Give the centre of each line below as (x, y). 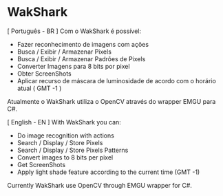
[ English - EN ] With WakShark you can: (64, 122)
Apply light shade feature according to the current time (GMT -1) (108, 172)
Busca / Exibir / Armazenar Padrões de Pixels (81, 58)
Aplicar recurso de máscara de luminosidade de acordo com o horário (117, 80)
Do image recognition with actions (66, 135)
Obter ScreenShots (44, 74)
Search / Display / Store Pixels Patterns (73, 150)
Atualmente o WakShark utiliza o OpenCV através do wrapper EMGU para (111, 101)
